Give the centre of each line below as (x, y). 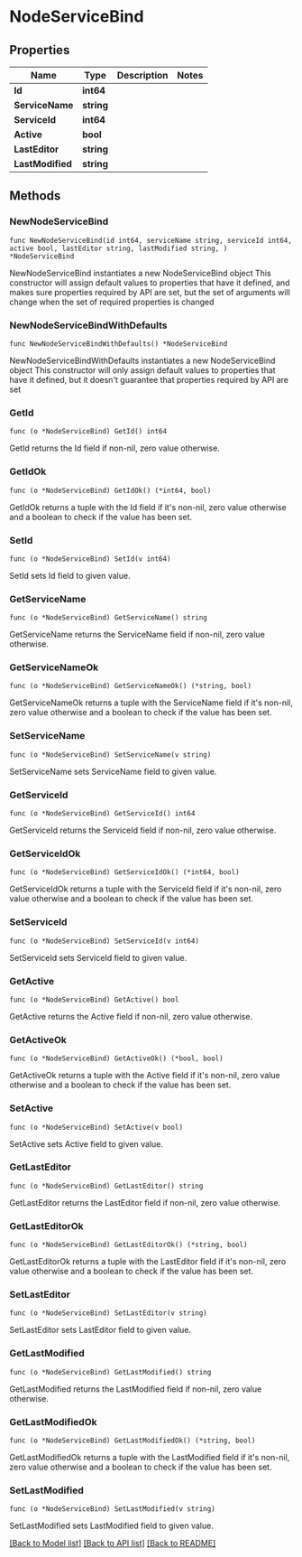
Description (142, 75)
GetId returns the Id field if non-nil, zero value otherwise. (115, 448)
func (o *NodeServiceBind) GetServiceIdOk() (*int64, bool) (125, 872)
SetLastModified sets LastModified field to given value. (111, 1526)
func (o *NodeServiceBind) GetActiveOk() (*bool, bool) (116, 1058)
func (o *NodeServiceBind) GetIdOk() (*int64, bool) (110, 490)
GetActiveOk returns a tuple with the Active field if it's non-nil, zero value (145, 1076)
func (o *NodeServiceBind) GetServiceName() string (108, 618)
